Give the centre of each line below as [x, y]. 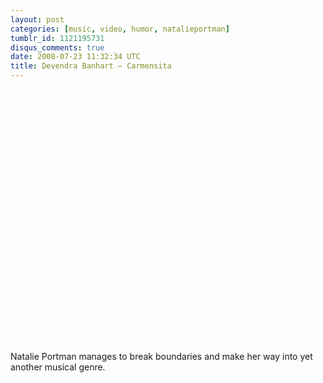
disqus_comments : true [57, 47]
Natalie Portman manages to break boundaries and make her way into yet [161, 356]
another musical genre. [58, 367]
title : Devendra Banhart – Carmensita [91, 66]
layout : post [37, 19]
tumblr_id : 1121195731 [57, 38]
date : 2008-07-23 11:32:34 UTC [75, 57]
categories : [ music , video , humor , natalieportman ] [120, 29]
